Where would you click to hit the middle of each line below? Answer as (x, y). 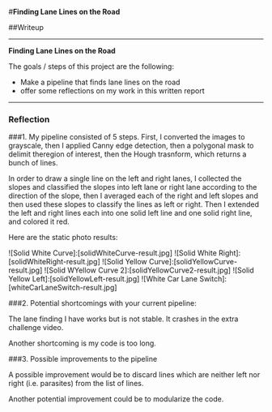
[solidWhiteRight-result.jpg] (55, 262)
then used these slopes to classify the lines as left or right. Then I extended (134, 204)
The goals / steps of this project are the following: (91, 67)
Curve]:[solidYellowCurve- (193, 262)
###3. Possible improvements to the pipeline (83, 359)
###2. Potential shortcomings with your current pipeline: (102, 303)
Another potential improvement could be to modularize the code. (116, 399)
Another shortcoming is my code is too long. (82, 343)
